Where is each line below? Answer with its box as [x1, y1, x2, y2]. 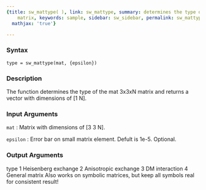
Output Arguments [6, 151, 64, 159]
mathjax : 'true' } [12, 20, 56, 26]
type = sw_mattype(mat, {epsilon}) [6, 59, 97, 66]
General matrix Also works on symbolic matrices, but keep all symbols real [6, 171, 195, 178]
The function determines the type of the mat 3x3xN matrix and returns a [6, 88, 189, 95]
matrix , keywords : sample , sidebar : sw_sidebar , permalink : [17, 15, 174, 21]
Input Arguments [6, 110, 58, 118]
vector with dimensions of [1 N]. [6, 94, 87, 102]
